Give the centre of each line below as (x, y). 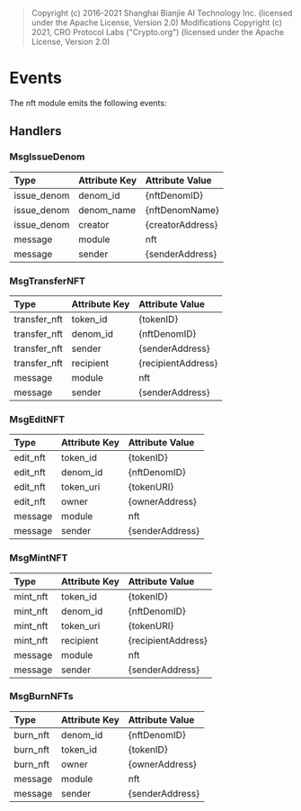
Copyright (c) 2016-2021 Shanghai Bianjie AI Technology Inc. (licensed (162, 13)
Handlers (35, 131)
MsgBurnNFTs (41, 697)
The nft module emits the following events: (88, 103)
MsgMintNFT (39, 558)
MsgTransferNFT (47, 281)
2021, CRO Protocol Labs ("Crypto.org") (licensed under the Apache (158, 32)
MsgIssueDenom (47, 157)
